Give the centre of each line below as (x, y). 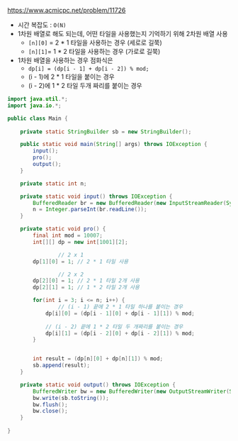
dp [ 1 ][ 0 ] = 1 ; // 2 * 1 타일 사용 (81, 262)
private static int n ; (53, 184)
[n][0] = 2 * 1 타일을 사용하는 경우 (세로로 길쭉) (95, 43)
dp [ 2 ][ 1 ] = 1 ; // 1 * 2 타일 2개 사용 (86, 288)
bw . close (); (51, 411)
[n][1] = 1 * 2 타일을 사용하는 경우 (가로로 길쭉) (94, 51)
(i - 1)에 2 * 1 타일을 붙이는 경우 (71, 77)
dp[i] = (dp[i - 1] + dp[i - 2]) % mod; (89, 69)
